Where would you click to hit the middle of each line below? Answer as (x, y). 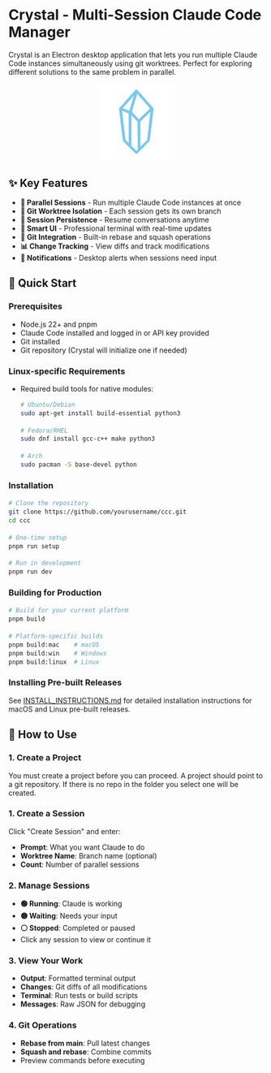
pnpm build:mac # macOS (54, 645)
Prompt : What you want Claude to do (82, 847)
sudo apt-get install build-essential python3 (100, 413)
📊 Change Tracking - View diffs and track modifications (115, 246)
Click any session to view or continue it (86, 940)
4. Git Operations (43, 1025)
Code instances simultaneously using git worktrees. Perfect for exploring (131, 63)
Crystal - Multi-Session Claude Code (135, 15)
